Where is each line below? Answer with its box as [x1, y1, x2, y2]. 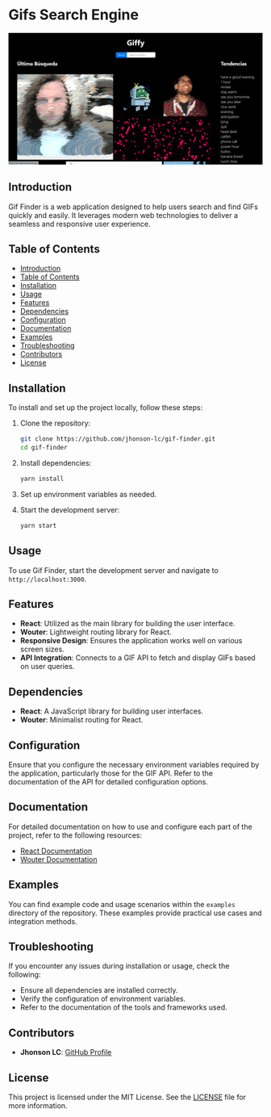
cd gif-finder [19, 444, 68, 452]
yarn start [19, 521, 57, 529]
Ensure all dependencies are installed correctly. [19, 985, 178, 995]
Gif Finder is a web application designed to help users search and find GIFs [8, 202, 258, 211]
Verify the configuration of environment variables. [19, 994, 186, 1004]
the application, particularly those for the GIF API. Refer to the [8, 768, 214, 778]
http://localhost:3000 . [8, 574, 87, 584]
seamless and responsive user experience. [8, 219, 151, 228]
